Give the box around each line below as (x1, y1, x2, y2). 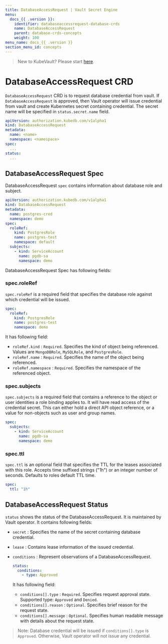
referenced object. (12, 370, 51, 376)
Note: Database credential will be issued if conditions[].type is (17, 627, 149, 634)
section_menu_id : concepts (5, 45, 62, 50)
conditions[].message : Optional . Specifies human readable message (20, 612, 163, 619)
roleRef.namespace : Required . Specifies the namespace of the (12, 365, 141, 371)
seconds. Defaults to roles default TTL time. (5, 472, 96, 479)
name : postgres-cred (10, 211, 53, 217)
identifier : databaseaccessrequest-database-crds (14, 21, 120, 27)
